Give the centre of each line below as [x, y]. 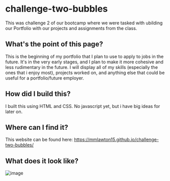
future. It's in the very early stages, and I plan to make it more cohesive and [84, 62]
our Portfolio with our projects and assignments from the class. [71, 28]
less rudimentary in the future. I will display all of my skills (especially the [82, 67]
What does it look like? [42, 161]
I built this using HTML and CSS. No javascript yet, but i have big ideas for [83, 106]
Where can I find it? [37, 127]
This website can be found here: [39, 139]
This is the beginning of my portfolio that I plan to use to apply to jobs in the [84, 56]
